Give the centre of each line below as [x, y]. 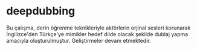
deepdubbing [41, 11]
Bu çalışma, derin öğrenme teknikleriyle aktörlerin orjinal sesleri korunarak [98, 28]
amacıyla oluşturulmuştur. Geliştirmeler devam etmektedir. [79, 40]
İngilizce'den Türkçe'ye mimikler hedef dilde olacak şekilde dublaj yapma [97, 34]
